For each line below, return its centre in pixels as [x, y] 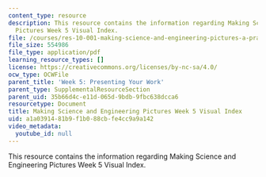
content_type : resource [47, 15]
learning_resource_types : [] [56, 60]
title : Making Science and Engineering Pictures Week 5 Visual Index [125, 112]
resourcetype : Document [47, 104]
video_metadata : [35, 126]
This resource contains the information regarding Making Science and [122, 156]
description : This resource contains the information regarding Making [129, 23]
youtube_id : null [44, 133]
